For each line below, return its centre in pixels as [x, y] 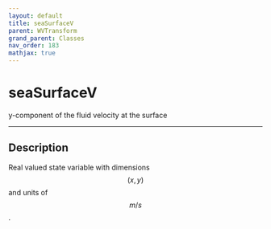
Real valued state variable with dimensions [79, 167]
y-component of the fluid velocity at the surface [88, 115]
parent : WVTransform [43, 31]
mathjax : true [32, 53]
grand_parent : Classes [46, 38]
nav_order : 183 [34, 46]
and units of [28, 192]
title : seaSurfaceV [41, 23]
